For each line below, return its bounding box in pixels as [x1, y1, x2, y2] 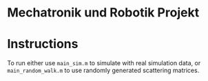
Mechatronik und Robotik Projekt [7, 5, 200, 21]
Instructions [7, 36, 79, 52]
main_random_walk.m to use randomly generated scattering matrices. [7, 67, 200, 75]
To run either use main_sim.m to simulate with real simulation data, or [7, 59, 201, 67]
